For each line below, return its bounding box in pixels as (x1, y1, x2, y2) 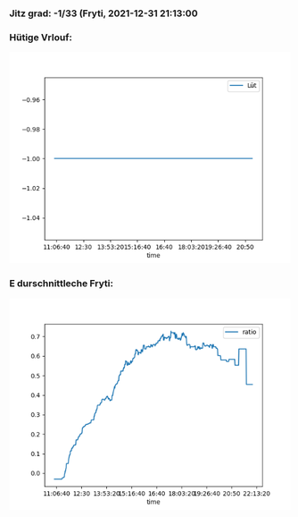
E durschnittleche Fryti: (9, 277, 114, 290)
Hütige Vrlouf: (9, 30, 73, 43)
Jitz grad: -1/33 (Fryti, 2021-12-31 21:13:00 (9, 7, 198, 20)
